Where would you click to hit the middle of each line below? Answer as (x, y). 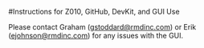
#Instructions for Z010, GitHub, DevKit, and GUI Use (94, 12)
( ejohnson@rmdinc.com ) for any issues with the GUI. (96, 36)
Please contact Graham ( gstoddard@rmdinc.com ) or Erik (102, 27)
